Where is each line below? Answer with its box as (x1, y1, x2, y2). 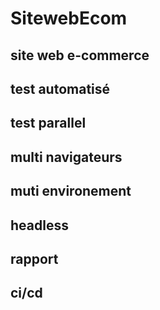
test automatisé (10, 80, 111, 97)
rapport (10, 250, 59, 267)
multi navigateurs (10, 148, 123, 166)
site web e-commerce (10, 47, 150, 64)
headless (10, 217, 69, 234)
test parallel (10, 115, 87, 132)
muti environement (10, 183, 132, 200)
